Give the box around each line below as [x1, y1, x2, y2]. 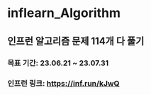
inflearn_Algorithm [7, 5, 121, 21]
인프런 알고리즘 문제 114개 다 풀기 [7, 35, 145, 47]
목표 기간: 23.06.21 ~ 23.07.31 [7, 58, 109, 68]
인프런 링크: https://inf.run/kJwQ [7, 79, 120, 89]
